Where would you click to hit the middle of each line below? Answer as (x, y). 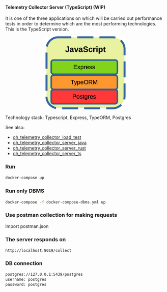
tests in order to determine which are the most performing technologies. (81, 24)
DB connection (24, 264)
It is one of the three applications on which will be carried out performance (84, 18)
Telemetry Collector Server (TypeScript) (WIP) (55, 7)
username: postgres (26, 280)
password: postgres (26, 285)
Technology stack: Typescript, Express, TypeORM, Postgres (68, 118)
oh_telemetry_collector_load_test (47, 137)
